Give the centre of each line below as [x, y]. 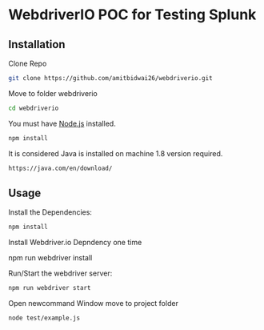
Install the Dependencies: [50, 212]
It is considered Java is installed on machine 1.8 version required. [116, 153]
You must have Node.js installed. [62, 123]
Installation [37, 44]
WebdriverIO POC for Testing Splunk [132, 15]
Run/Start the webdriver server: [60, 273]
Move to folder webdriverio [53, 93]
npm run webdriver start [50, 288]
